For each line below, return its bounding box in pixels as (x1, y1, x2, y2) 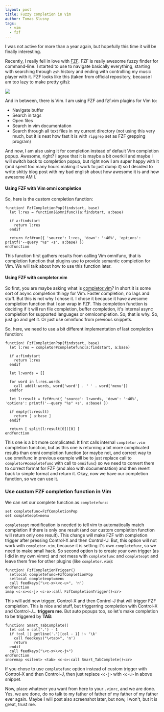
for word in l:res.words (9, 380, 60, 384)
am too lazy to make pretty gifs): (5, 79, 70, 85)
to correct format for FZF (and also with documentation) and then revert (5, 465, 150, 471)
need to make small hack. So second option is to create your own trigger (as (5, 548, 159, 554)
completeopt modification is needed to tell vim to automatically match (5, 522, 144, 528)
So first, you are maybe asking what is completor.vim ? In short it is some (5, 285, 151, 291)
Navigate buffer (12, 107, 44, 113)
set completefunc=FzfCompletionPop (5, 509, 78, 514)
